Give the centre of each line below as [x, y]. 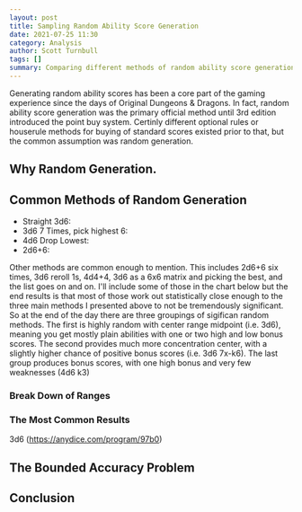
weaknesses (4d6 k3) [49, 373]
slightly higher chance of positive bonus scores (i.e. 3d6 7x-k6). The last [144, 353]
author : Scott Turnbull [54, 51]
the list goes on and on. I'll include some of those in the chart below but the [149, 287]
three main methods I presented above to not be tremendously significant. [147, 305]
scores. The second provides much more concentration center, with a [138, 344]
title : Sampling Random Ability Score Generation [104, 26]
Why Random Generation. [83, 169]
